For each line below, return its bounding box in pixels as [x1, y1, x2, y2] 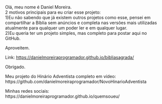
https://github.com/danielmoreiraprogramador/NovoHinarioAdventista [5, 78, 147, 84]
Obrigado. [5, 64, 26, 70]
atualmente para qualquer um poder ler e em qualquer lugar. [5, 25, 128, 31]
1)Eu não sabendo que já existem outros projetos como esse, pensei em [5, 15, 151, 20]
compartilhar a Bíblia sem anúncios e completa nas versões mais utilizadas [5, 20, 157, 26]
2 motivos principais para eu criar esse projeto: [5, 9, 101, 15]
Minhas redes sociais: [5, 88, 49, 94]
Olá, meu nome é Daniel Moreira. [5, 4, 72, 10]
